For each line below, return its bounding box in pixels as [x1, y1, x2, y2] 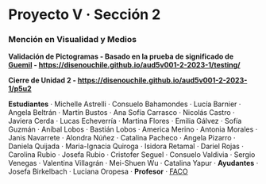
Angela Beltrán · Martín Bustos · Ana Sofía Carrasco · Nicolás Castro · [8, 108, 236, 117]
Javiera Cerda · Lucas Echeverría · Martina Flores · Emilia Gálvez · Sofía [8, 117, 242, 126]
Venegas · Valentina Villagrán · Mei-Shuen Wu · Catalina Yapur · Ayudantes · [8, 159, 259, 168]
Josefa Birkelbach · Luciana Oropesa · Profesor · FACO [8, 167, 188, 176]
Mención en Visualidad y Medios [8, 34, 137, 45]
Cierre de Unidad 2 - [8, 75, 77, 85]
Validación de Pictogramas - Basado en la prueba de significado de [8, 52, 234, 61]
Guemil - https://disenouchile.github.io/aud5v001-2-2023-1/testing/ [8, 60, 241, 70]
